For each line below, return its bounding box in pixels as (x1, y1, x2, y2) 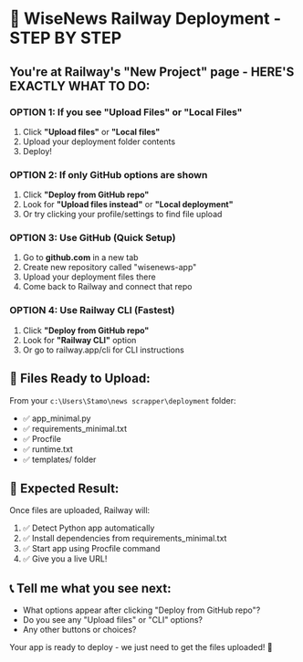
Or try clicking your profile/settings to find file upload (22, 209, 223, 220)
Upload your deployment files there (22, 271, 157, 282)
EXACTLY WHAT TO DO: (9, 78, 151, 94)
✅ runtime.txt (22, 443, 73, 455)
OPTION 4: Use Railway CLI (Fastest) (9, 304, 175, 317)
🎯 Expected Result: (9, 480, 120, 496)
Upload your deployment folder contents (22, 136, 176, 147)
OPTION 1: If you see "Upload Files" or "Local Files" (9, 105, 243, 118)
